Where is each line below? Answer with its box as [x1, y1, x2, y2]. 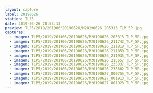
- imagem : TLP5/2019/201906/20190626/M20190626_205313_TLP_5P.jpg [9, 35, 149, 40]
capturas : [5, 30, 26, 35]
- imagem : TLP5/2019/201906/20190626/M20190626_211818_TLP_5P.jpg [9, 44, 149, 49]
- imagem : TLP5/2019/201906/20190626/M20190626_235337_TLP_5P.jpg [9, 62, 149, 67]
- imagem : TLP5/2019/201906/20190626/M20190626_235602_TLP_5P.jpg [9, 67, 149, 72]
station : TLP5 [5, 16, 34, 21]
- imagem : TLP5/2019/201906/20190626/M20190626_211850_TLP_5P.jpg [9, 48, 149, 53]
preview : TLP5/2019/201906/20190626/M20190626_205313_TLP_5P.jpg [5, 26, 142, 31]
